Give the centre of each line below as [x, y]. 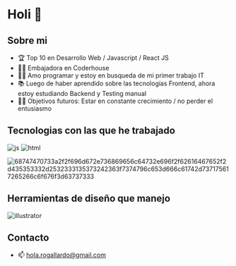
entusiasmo [34, 108]
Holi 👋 [25, 14]
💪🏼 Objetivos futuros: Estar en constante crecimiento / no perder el [115, 101]
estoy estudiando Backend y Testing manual [82, 93]
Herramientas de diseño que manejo [89, 199]
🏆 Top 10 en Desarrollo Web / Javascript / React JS [93, 58]
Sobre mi [28, 41]
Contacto [28, 238]
